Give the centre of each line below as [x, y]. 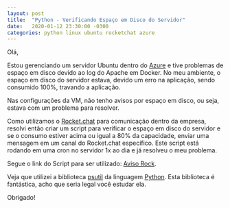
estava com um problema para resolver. [63, 108]
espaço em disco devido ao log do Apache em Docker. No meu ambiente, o [114, 73]
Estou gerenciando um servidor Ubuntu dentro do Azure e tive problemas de [115, 65]
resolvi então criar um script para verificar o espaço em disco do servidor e [114, 128]
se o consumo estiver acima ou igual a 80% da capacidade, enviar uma [108, 136]
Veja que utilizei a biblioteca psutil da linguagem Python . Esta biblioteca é [111, 177]
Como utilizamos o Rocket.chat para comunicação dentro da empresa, [107, 122]
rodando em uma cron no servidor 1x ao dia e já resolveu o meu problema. [112, 150]
